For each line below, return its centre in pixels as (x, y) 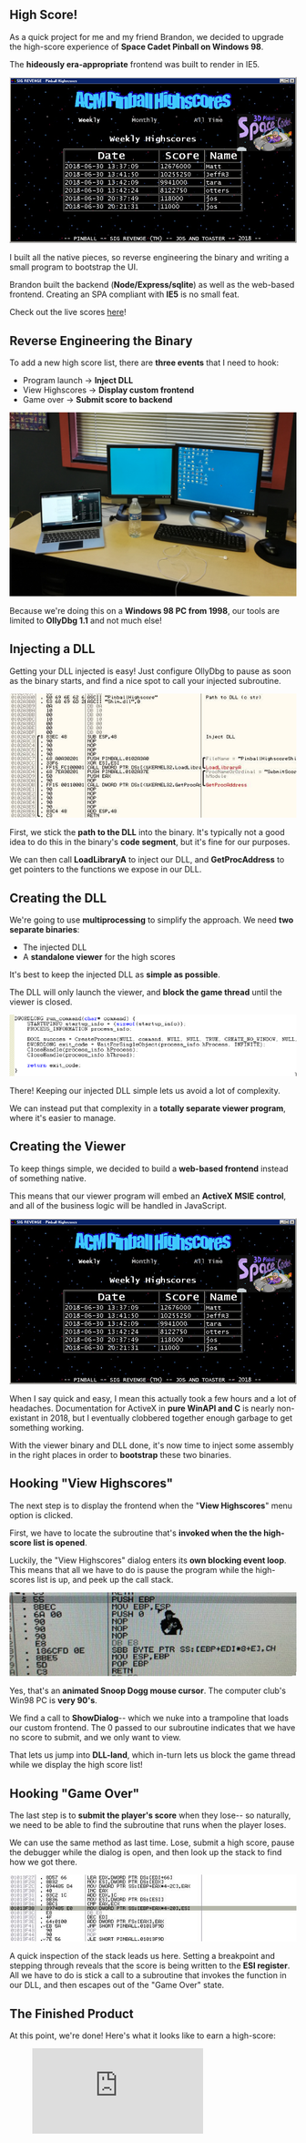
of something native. (48, 1178)
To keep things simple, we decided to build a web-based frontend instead (149, 1168)
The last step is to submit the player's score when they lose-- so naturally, (150, 1815)
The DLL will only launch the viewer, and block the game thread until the (146, 993)
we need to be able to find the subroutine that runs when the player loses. (148, 1825)
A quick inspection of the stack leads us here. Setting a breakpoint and (143, 1956)
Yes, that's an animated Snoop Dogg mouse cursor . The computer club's (148, 1691)
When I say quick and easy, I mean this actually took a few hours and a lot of (153, 1398)
